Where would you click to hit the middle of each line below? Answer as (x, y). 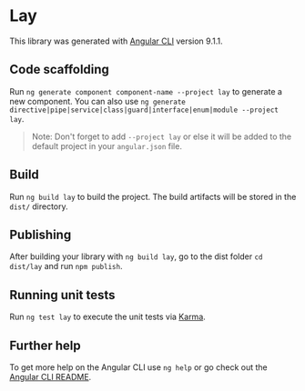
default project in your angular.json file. (107, 145)
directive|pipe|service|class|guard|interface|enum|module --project (144, 110)
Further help (46, 345)
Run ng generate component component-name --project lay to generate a (146, 91)
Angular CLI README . (51, 377)
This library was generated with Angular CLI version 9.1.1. (116, 41)
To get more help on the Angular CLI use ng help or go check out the (138, 367)
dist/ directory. (39, 206)
